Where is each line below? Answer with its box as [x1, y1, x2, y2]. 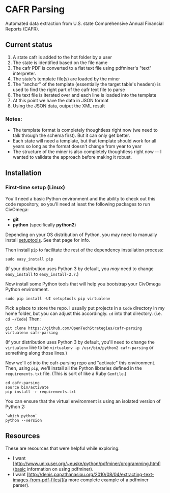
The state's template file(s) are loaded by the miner [12, 75, 121, 82]
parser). [12, 482, 30, 488]
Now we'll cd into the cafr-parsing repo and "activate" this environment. [5, 360, 156, 366]
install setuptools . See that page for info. [5, 237, 91, 243]
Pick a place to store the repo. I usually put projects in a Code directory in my [5, 305, 165, 311]
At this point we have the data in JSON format [12, 97, 109, 103]
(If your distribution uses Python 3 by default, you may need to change [5, 266, 154, 272]
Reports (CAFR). [5, 25, 40, 32]
